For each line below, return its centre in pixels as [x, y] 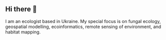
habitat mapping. [23, 32]
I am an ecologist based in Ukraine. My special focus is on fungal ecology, [83, 21]
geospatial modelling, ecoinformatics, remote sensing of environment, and [83, 26]
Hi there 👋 [21, 9]
